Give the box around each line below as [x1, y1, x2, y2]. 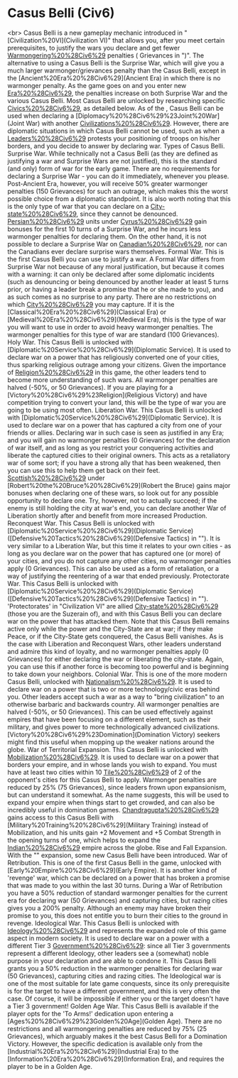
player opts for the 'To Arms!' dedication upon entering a [7, 1009, 174, 1018]
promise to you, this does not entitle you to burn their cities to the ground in [7, 911, 229, 920]
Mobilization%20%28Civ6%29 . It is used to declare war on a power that [7, 753, 219, 761]
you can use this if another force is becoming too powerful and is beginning [7, 662, 229, 670]
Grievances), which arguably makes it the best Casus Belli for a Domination [7, 1032, 227, 1040]
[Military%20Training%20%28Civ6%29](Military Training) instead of [7, 820, 209, 829]
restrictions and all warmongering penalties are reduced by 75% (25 [7, 1024, 207, 1033]
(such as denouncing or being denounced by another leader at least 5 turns [7, 277, 229, 285]
